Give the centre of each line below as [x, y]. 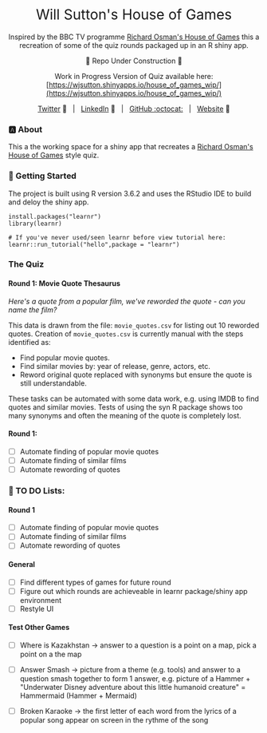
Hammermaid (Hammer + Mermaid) [79, 695]
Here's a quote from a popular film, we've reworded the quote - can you [127, 301]
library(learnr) [35, 224]
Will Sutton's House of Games [134, 15]
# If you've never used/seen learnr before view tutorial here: [117, 237]
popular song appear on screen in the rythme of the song [114, 720]
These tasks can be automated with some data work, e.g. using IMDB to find [133, 398]
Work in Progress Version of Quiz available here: [134, 76]
